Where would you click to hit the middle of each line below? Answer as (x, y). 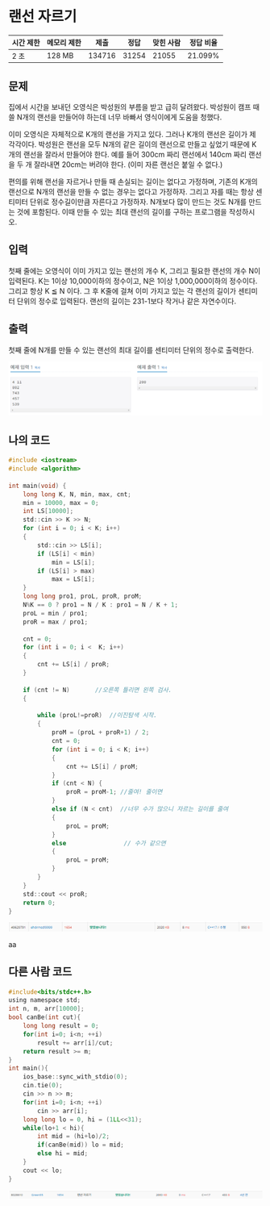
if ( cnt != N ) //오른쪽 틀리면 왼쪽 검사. (98, 690)
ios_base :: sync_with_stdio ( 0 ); (75, 1077)
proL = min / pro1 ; (56, 613)
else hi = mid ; (63, 1154)
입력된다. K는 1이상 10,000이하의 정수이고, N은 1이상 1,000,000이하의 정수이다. (133, 281)
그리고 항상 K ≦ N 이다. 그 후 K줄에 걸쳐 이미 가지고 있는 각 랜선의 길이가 (122, 290)
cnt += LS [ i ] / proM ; (102, 766)
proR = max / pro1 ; (56, 622)
